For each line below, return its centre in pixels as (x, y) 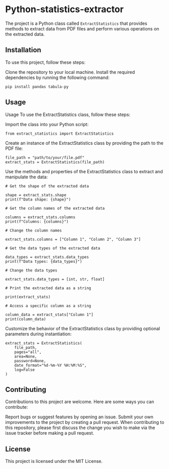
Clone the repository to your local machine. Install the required (70, 72)
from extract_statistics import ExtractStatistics (60, 133)
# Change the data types (31, 270)
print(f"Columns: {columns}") (37, 221)
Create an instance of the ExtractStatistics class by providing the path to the (84, 143)
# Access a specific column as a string (48, 306)
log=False (25, 370)
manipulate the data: (26, 177)
